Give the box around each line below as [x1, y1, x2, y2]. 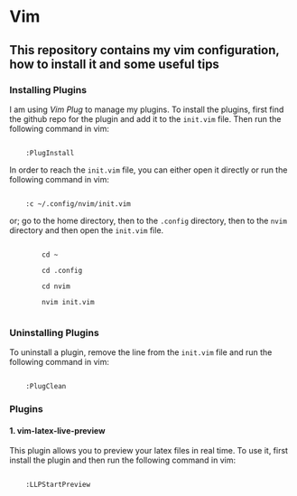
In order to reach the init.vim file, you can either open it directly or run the [9, 164, 288, 175]
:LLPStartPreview [25, 481, 91, 490]
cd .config [42, 266, 83, 275]
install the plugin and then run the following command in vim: [9, 454, 237, 466]
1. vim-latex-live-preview [9, 425, 106, 435]
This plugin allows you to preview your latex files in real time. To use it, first [9, 445, 289, 456]
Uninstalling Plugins [9, 326, 99, 339]
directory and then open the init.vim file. [9, 224, 164, 236]
